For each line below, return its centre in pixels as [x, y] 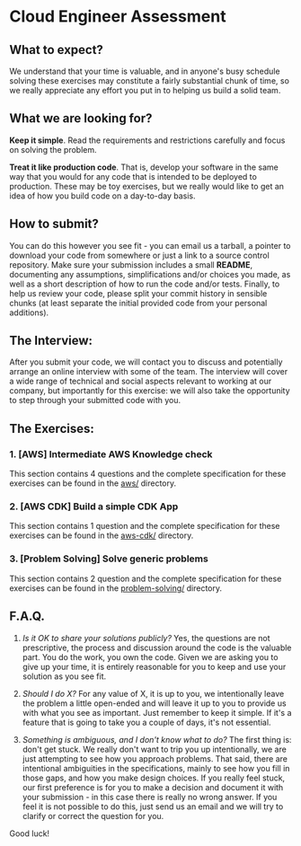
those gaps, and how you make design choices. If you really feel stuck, [154, 778]
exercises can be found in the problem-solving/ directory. [116, 588]
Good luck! [30, 833]
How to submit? [54, 224]
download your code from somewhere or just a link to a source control [139, 255]
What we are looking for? [81, 119]
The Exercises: [52, 428]
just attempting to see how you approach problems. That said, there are [155, 758]
